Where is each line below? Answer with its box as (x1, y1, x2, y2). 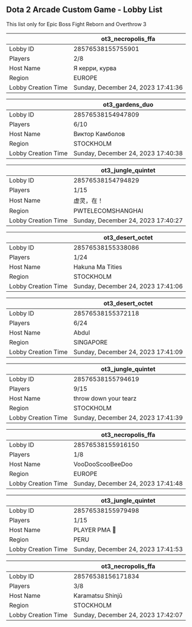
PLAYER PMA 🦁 (73, 525, 117, 534)
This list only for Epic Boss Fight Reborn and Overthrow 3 (6, 20, 147, 27)
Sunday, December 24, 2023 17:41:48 (73, 479, 183, 487)
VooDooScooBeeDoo (73, 460, 133, 468)
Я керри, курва (73, 64, 117, 72)
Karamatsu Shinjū (73, 591, 123, 600)
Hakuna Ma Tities (73, 263, 122, 271)
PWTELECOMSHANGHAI (73, 206, 144, 215)
